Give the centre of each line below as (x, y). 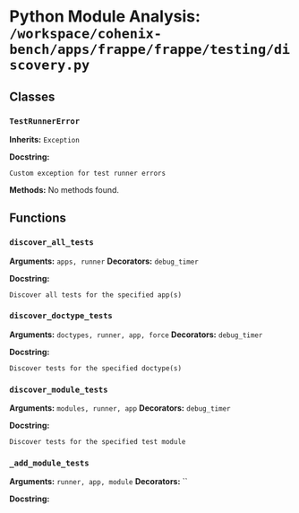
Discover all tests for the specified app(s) (95, 295)
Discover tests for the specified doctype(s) (95, 368)
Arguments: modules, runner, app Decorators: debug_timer (120, 408)
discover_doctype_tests (61, 316)
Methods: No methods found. (64, 189)
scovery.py (50, 65)
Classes (32, 96)
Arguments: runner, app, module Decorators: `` (98, 482)
